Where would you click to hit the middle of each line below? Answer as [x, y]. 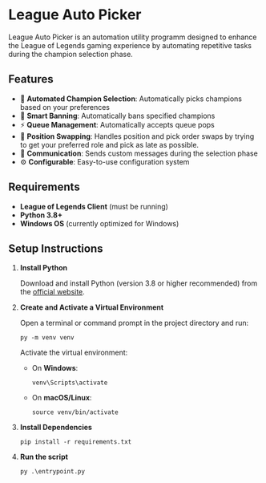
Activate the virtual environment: [74, 353]
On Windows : [55, 368]
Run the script [44, 457]
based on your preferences [65, 107]
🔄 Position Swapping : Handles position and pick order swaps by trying [137, 136]
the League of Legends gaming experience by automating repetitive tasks [130, 45]
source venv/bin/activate [75, 412]
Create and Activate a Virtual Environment [92, 307]
